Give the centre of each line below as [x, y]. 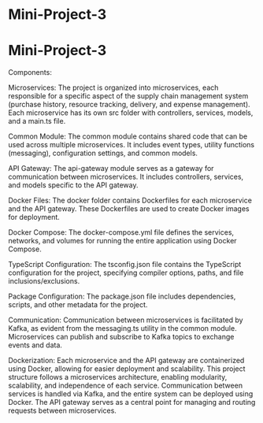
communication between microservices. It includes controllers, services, [126, 177]
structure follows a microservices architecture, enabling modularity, [118, 377]
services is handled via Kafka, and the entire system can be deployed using [131, 394]
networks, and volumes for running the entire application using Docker [123, 241]
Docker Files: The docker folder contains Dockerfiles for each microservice [130, 200]
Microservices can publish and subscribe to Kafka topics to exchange [121, 337]
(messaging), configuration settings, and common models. [103, 153]
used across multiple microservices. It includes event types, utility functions [131, 145]
